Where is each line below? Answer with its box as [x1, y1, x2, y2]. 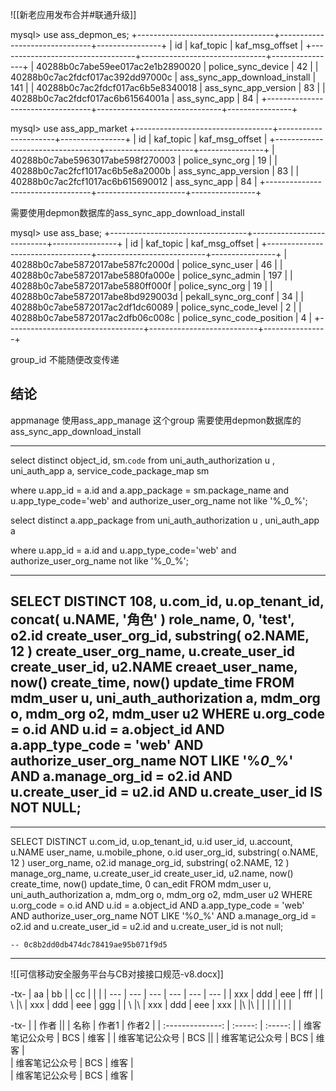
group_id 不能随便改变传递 [10, 354, 120, 365]
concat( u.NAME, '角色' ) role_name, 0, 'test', [10, 611, 295, 628]
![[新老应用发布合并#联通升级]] [10, 9, 137, 20]
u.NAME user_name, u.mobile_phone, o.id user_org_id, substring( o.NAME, [10, 846, 319, 858]
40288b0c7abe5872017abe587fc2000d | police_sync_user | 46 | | [10, 259, 283, 270]
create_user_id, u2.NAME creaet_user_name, [10, 659, 298, 676]
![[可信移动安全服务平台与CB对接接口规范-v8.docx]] [10, 968, 224, 980]
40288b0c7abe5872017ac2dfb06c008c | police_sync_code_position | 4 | [10, 312, 313, 323]
